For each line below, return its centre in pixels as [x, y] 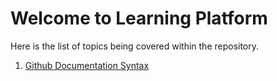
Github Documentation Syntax [87, 65]
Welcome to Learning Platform [139, 18]
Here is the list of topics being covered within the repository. [135, 46]
